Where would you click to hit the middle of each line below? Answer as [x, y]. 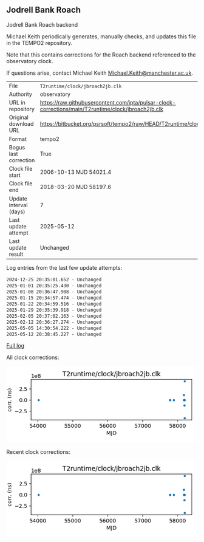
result [16, 254]
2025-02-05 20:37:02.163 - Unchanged [54, 316]
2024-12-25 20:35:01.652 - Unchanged [54, 280]
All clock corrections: [33, 357]
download [21, 124]
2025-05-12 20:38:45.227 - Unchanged [54, 334]
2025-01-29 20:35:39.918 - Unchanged [54, 310]
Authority [20, 94]
